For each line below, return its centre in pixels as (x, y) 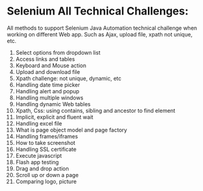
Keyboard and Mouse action (51, 65)
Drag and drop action (42, 169)
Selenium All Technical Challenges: (98, 11)
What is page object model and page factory (71, 130)
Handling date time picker (48, 85)
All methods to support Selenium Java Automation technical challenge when (102, 28)
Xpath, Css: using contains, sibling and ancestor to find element (95, 110)
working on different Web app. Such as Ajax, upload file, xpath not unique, (100, 34)
